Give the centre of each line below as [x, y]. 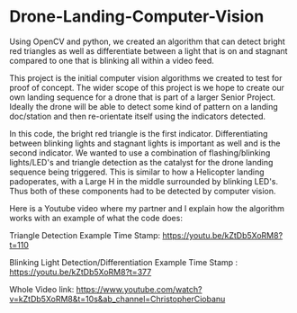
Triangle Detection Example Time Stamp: [85, 235]
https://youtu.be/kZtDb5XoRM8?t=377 [81, 272]
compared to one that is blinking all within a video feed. [112, 60]
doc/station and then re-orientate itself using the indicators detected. [137, 116]
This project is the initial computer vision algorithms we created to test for [146, 77]
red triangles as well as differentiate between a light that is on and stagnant [148, 50]
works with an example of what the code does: [96, 218]
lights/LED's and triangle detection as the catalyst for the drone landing [141, 162]
